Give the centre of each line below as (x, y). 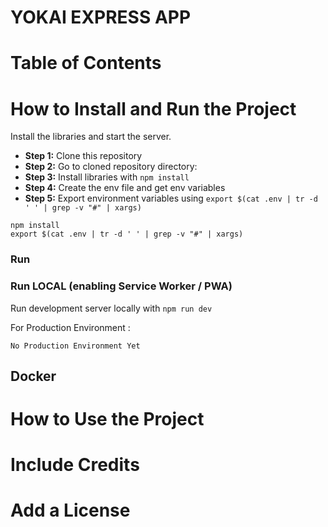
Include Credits (75, 465)
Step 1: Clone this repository (83, 156)
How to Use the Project (107, 419)
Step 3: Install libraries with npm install (107, 177)
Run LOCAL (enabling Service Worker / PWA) (121, 286)
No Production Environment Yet (75, 346)
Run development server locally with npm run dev (111, 308)
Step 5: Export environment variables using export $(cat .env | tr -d (171, 198)
